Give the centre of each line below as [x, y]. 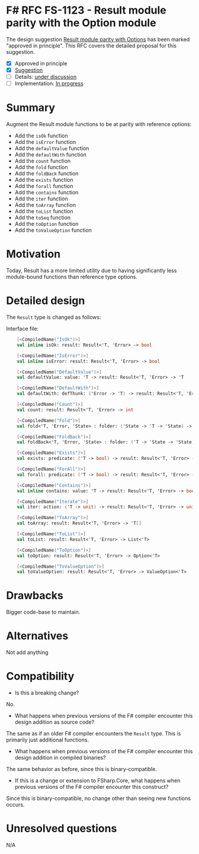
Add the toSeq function [43, 218]
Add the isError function [45, 142]
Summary [31, 108]
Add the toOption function [46, 224]
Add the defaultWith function [51, 155]
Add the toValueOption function [53, 230]
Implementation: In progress [49, 84]
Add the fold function [41, 167]
